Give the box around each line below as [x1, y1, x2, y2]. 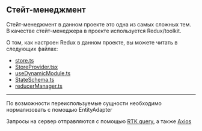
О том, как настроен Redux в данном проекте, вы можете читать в [6, 38, 178, 46]
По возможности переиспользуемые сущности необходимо [6, 99, 162, 107]
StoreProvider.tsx [14, 63, 58, 70]
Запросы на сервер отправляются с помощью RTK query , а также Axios [6, 117, 192, 125]
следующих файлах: [6, 45, 58, 52]
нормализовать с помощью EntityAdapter [6, 106, 112, 113]
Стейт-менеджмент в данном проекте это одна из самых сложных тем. [6, 20, 191, 28]
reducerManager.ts [14, 82, 63, 90]
